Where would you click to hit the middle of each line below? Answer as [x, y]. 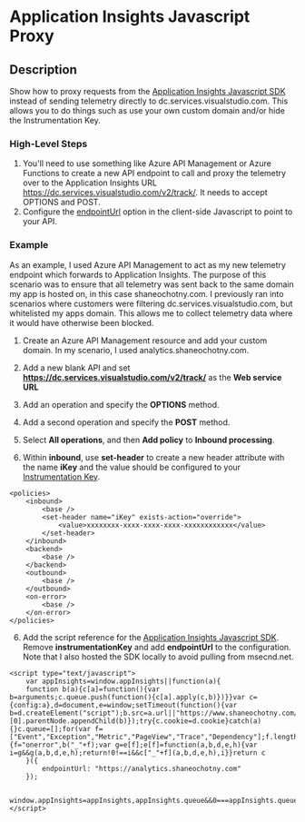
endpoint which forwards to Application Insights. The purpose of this [138, 274]
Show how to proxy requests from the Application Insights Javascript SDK [148, 91]
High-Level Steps [49, 144]
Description [43, 69]
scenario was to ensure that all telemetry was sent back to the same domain [152, 284]
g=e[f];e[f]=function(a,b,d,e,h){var [186, 745]
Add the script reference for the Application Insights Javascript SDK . [151, 637]
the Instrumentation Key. [55, 120]
